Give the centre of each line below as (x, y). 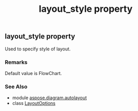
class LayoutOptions (34, 103)
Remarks (16, 62)
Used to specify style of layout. (38, 49)
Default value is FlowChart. (33, 73)
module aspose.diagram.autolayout (50, 98)
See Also (16, 86)
